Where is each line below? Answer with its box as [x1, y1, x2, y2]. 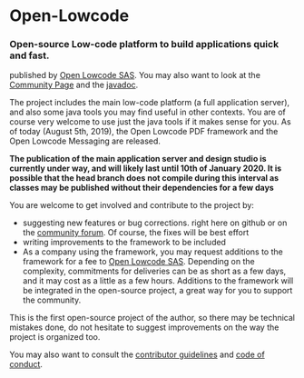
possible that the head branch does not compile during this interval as [9, 173, 279, 184]
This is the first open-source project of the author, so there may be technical [9, 313, 296, 323]
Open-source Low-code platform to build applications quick [9, 38, 279, 51]
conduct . [9, 359, 44, 370]
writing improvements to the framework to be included [22, 237, 227, 248]
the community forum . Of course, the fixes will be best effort [22, 227, 250, 238]
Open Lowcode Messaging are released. [9, 135, 162, 146]
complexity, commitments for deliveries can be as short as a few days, [22, 265, 287, 277]
